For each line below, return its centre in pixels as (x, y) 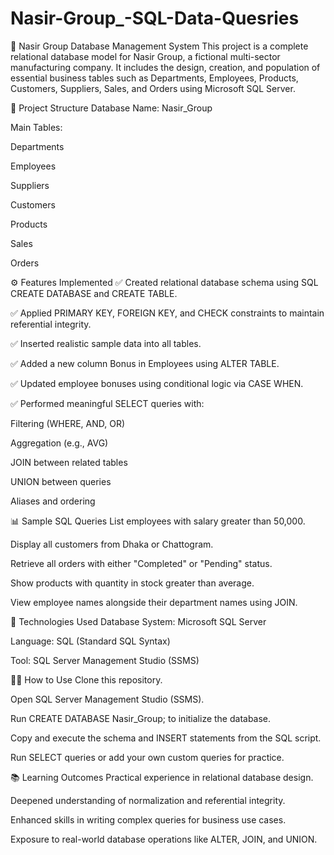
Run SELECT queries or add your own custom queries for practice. (147, 757)
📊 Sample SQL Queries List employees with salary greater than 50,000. (158, 521)
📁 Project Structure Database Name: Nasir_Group (111, 108)
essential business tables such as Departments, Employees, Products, (154, 78)
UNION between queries (61, 481)
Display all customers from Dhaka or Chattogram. (112, 544)
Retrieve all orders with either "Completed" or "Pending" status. (141, 563)
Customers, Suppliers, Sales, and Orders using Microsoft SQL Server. (153, 88)
